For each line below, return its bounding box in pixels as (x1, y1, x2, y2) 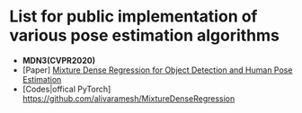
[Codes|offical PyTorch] (22, 83, 111, 94)
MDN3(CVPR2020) (22, 55, 96, 65)
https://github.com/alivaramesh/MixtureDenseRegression (22, 92, 235, 104)
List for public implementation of (9, 6, 258, 27)
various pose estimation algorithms (9, 25, 280, 46)
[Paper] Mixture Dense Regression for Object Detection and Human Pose (22, 65, 293, 75)
